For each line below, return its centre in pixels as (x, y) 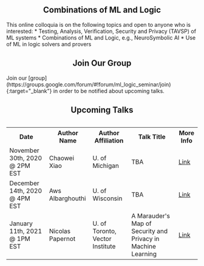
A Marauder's (151, 216)
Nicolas (60, 231)
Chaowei (62, 158)
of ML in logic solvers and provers (49, 44)
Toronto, (104, 231)
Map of (141, 223)
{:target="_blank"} (29, 91)
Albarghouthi (67, 198)
